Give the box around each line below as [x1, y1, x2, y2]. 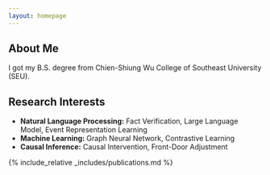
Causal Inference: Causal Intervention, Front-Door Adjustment [19, 142, 228, 152]
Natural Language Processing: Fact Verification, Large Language [19, 116, 239, 126]
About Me [8, 42, 59, 56]
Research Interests [8, 94, 106, 109]
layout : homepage [8, 11, 67, 20]
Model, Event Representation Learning [19, 125, 147, 135]
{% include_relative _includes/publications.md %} [8, 158, 173, 168]
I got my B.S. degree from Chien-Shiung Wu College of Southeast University [8, 63, 262, 73]
